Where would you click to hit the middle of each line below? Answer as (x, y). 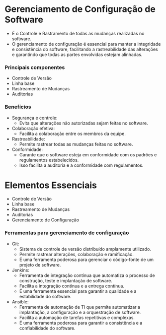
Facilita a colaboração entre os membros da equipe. (73, 134)
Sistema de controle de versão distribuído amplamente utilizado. (85, 249)
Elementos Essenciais (51, 185)
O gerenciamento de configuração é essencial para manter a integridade (86, 44)
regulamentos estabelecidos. (49, 160)
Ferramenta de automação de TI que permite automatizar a (80, 307)
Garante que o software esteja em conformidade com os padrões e (88, 154)
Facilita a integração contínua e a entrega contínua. (72, 286)
